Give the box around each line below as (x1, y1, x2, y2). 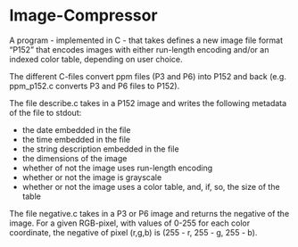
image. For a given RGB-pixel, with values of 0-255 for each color (9, 218, 251, 228)
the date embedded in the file (21, 124, 131, 135)
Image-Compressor (9, 5, 158, 26)
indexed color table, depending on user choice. (9, 54, 183, 64)
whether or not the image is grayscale (21, 171, 162, 183)
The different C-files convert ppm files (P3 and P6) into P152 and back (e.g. (9, 70, 287, 81)
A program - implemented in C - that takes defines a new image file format (9, 35, 284, 45)
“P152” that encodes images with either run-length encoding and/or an (9, 44, 269, 54)
